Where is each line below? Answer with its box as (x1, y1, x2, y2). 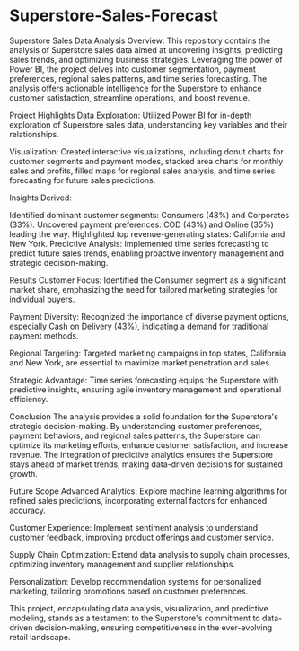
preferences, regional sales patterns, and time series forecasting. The (9, 73, 268, 84)
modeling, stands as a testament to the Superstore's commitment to (9, 612, 260, 623)
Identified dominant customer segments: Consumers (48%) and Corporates (9, 209, 290, 220)
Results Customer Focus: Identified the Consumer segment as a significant (9, 275, 286, 286)
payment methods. (9, 330, 79, 341)
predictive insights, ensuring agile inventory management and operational (9, 383, 282, 395)
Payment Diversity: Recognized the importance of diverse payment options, (9, 311, 289, 321)
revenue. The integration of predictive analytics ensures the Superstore (9, 449, 274, 460)
